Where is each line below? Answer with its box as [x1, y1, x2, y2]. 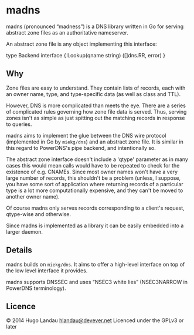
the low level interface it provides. [6, 267, 88, 274]
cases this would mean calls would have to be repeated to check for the [6, 162, 180, 169]
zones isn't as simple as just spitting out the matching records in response [6, 114, 185, 121]
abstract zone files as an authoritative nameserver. [6, 29, 129, 36]
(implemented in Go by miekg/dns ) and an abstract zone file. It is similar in [6, 138, 183, 145]
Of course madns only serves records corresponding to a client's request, [6, 204, 185, 211]
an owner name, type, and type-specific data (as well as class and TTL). [6, 90, 181, 97]
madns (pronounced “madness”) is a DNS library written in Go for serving [6, 23, 184, 30]
